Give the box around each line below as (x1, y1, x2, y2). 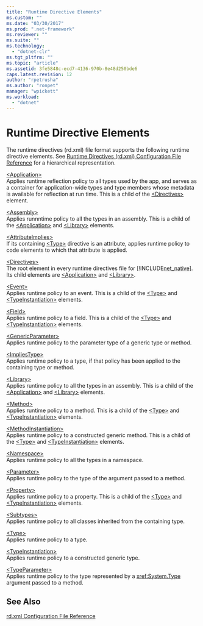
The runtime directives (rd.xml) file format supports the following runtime (6, 146, 190, 153)
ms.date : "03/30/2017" (6, 20, 64, 26)
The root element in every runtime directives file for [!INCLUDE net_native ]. (6, 265, 193, 272)
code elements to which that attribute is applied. (6, 246, 128, 254)
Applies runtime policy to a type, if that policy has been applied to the (6, 357, 181, 365)
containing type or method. (6, 363, 75, 371)
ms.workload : (6, 94, 40, 100)
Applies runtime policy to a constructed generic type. (6, 554, 140, 561)
